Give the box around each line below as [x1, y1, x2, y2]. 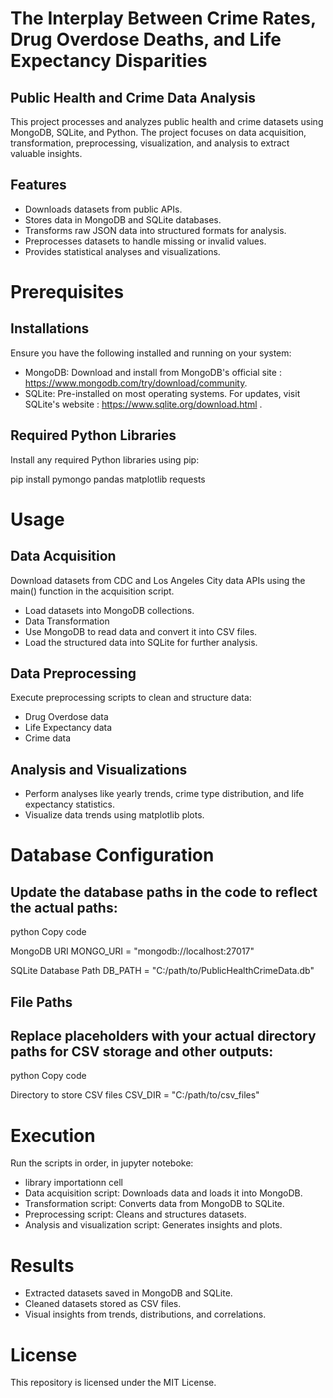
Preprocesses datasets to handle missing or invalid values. [24, 235, 267, 247]
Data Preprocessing [10, 665, 137, 682]
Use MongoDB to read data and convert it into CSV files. [24, 625, 258, 637]
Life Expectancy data [24, 722, 113, 734]
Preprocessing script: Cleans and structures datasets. [24, 1208, 247, 1221]
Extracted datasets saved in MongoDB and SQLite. [24, 1287, 233, 1299]
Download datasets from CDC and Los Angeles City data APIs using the [10, 574, 306, 586]
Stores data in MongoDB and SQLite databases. [24, 213, 222, 226]
